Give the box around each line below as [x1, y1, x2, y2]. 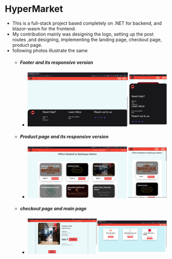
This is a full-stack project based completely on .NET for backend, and [12, 20, 162, 26]
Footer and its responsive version [20, 59, 93, 65]
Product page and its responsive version [20, 134, 109, 140]
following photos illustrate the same [12, 47, 88, 53]
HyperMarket [5, 3, 63, 15]
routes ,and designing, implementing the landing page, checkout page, [12, 36, 162, 43]
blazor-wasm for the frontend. [12, 25, 77, 31]
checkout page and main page [20, 205, 87, 211]
